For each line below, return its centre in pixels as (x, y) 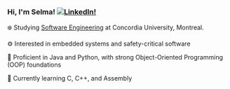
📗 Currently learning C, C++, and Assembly (70, 78)
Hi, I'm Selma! (32, 12)
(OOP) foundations (34, 65)
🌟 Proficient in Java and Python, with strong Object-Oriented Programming (115, 57)
